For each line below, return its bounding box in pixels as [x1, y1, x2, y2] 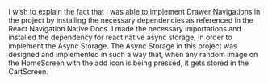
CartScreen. [8, 67, 48, 76]
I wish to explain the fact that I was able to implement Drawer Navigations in [8, 7, 261, 16]
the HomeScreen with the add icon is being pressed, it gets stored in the [8, 58, 249, 68]
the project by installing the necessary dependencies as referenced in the [8, 15, 253, 25]
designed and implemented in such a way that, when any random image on [8, 50, 258, 59]
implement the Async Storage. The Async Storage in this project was [8, 41, 237, 51]
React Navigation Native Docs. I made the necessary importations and [8, 24, 242, 33]
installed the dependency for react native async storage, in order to [8, 32, 232, 42]
